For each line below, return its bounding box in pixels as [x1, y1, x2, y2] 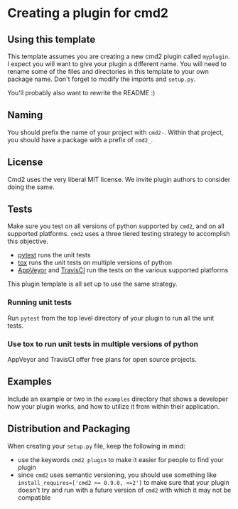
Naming [7, 109, 43, 122]
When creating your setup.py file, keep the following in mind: [7, 441, 186, 450]
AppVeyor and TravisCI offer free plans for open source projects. [7, 355, 197, 364]
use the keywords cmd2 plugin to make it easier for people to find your [17, 455, 224, 464]
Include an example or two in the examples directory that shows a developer [7, 395, 229, 403]
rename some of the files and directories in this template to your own [7, 68, 210, 75]
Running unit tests [7, 297, 72, 307]
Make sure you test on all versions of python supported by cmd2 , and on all [7, 222, 225, 230]
